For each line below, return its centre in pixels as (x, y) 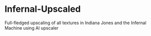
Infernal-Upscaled (43, 9)
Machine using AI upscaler (31, 28)
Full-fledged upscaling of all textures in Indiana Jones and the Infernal (75, 23)
